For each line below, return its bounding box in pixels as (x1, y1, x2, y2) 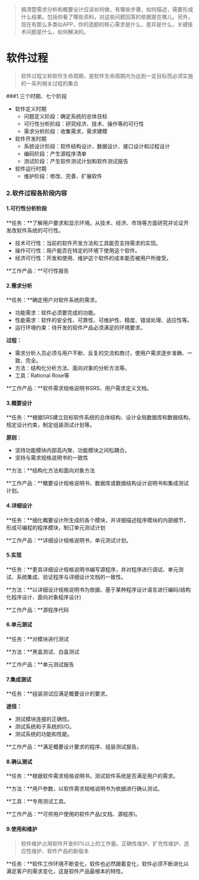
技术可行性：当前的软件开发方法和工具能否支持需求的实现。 (14, 239, 161, 247)
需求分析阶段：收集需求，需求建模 (23, 127, 108, 135)
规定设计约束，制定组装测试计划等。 (6, 421, 95, 428)
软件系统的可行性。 (16, 227, 64, 234)
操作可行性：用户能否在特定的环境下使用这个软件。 (14, 247, 141, 254)
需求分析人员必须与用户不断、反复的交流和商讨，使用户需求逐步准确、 (14, 349, 188, 357)
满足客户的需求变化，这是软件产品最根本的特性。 (6, 867, 126, 875)
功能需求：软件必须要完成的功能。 (14, 309, 99, 316)
